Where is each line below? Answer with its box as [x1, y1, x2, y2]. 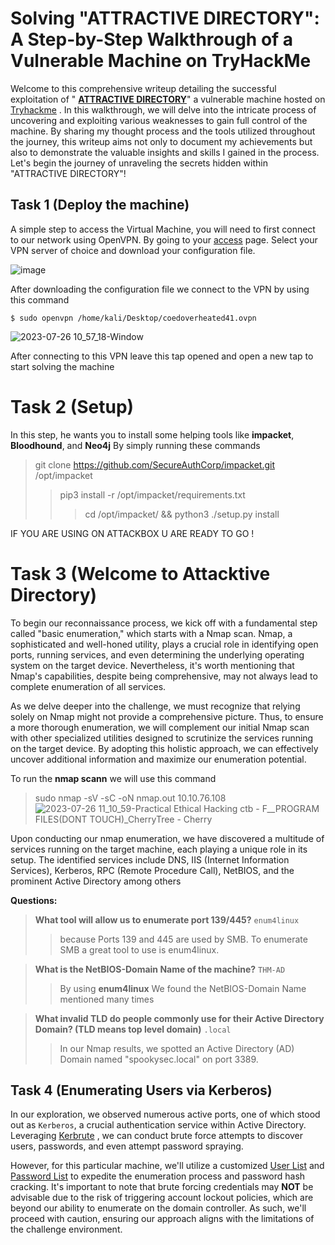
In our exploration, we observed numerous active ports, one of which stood [10, 1108, 321, 1121]
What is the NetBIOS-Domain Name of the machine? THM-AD [34, 963, 286, 975]
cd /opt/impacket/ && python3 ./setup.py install [84, 508, 280, 520]
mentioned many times [59, 993, 155, 1005]
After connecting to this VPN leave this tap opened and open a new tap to [10, 350, 314, 362]
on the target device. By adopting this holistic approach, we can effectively [10, 742, 319, 754]
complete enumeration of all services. [10, 680, 167, 692]
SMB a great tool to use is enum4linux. [59, 943, 220, 956]
